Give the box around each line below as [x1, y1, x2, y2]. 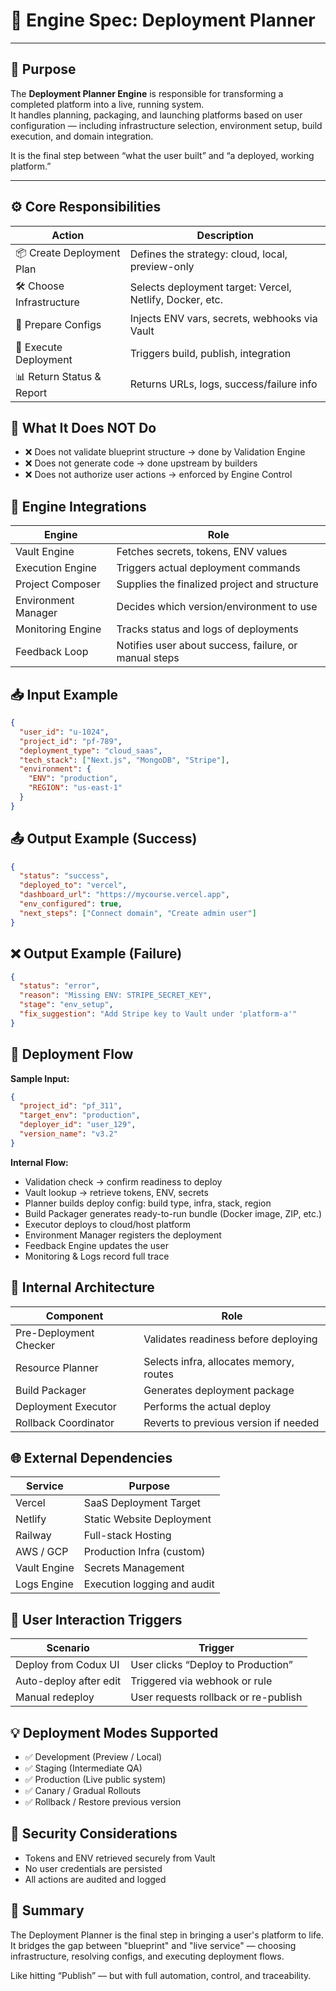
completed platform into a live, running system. [10, 98, 205, 110]
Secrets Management [83, 1561, 185, 1575]
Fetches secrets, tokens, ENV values [116, 545, 288, 559]
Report [15, 385, 48, 399]
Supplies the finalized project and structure [116, 577, 319, 591]
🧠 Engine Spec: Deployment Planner [10, 9, 316, 32]
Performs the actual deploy [143, 1399, 272, 1413]
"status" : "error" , [19, 981, 101, 991]
